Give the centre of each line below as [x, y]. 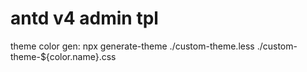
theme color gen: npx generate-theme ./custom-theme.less [132, 46]
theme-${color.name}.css [63, 56]
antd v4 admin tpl [84, 18]
